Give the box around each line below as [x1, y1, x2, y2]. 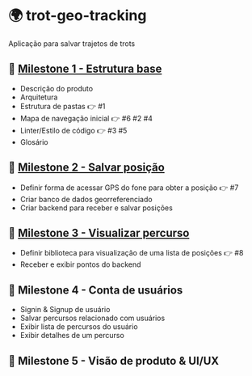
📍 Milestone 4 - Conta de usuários [8, 283, 183, 297]
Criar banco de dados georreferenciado [19, 194, 153, 204]
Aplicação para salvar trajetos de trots [8, 38, 136, 49]
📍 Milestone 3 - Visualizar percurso [8, 226, 190, 239]
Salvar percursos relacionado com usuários [19, 313, 166, 323]
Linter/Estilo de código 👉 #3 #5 [19, 125, 128, 135]
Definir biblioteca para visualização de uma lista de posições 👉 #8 [19, 248, 244, 258]
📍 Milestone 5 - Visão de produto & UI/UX [8, 353, 220, 368]
